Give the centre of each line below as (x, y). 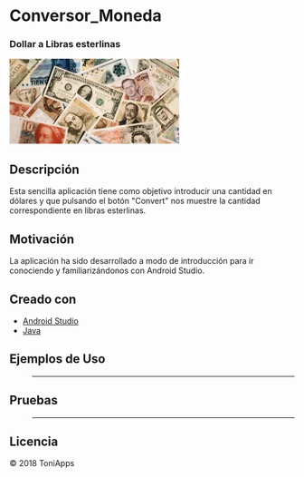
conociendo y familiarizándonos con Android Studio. (107, 271)
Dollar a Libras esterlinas (65, 44)
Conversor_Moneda (86, 16)
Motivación (42, 239)
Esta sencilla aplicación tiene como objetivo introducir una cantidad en (141, 191)
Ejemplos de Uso (57, 359)
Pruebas (34, 400)
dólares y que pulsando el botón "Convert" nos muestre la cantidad (135, 201)
